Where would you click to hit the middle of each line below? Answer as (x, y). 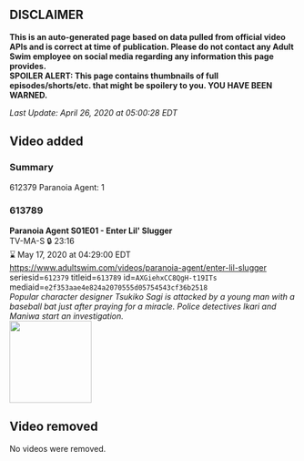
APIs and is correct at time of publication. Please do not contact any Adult (152, 46)
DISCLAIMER (46, 15)
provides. (28, 66)
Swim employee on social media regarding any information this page (142, 56)
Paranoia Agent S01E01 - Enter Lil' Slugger (91, 230)
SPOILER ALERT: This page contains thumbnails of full (114, 76)
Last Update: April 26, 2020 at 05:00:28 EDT (94, 112)
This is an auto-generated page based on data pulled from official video (148, 36)
